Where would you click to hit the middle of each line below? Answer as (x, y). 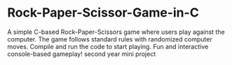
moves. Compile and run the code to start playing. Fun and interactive (108, 46)
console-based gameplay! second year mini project (82, 54)
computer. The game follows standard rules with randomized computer (110, 39)
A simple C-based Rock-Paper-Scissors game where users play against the (116, 32)
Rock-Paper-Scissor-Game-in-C (103, 13)
